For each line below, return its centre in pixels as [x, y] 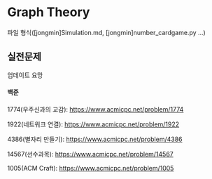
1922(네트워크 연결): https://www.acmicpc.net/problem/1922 [93, 124]
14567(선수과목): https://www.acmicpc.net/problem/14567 [90, 154]
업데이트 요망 [25, 75]
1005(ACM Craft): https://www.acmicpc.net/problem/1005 [91, 168]
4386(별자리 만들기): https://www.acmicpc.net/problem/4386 [95, 139]
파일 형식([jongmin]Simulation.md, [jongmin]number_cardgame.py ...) [107, 32]
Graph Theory [49, 12]
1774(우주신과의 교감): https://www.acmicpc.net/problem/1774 [96, 109]
